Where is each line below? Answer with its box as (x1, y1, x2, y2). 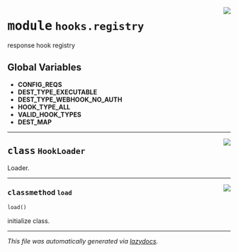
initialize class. (7, 216, 50, 225)
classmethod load (7, 188, 72, 198)
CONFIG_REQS (17, 80, 62, 88)
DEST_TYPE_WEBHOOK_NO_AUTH (17, 95, 123, 104)
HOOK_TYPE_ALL (17, 102, 71, 111)
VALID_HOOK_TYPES (17, 110, 81, 119)
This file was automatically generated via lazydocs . (7, 236, 159, 245)
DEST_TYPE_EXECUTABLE (17, 88, 98, 96)
